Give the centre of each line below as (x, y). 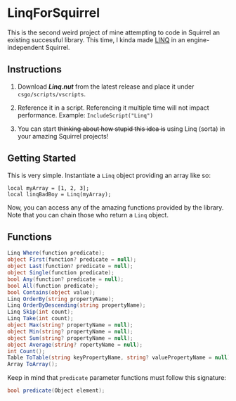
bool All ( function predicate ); (53, 286)
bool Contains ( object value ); (52, 292)
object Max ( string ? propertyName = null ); (70, 325)
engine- (198, 39)
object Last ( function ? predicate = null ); (70, 266)
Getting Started (42, 159)
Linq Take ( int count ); (40, 319)
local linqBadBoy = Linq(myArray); (59, 194)
